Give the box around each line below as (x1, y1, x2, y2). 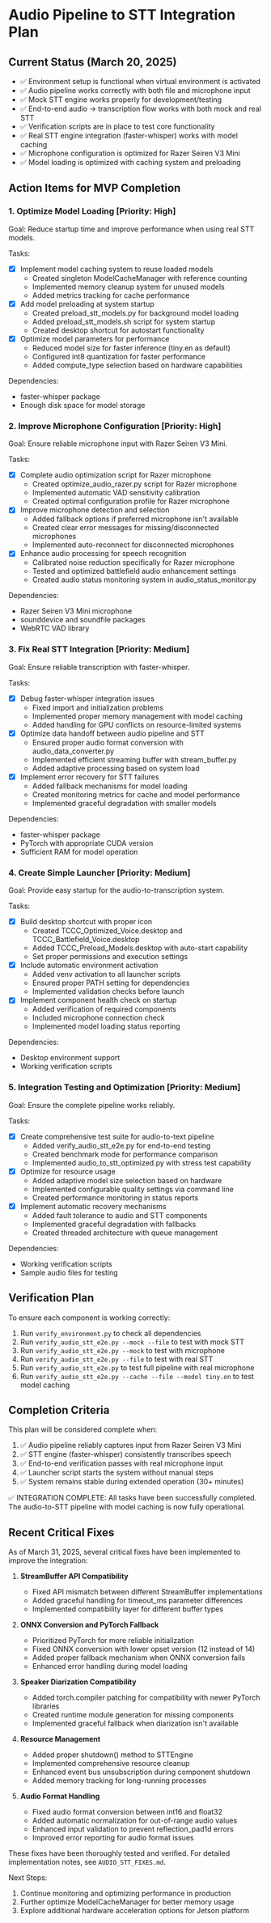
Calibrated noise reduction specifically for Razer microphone (32, 558, 235, 567)
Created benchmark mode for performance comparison (32, 1149, 218, 1159)
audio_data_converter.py (32, 746, 115, 756)
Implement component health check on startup (19, 995, 177, 1005)
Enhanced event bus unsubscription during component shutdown (32, 1767, 251, 1777)
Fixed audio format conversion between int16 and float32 (32, 1807, 223, 1817)
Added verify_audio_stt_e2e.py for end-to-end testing (32, 1140, 211, 1150)
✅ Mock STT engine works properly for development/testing (19, 95, 222, 104)
